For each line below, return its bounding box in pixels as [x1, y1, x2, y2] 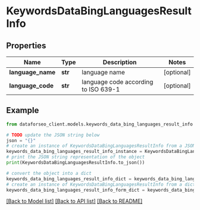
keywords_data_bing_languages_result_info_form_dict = [6, 187, 145, 193]
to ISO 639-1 [82, 85, 120, 93]
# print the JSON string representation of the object [6, 154, 145, 160]
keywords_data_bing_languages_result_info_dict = [6, 175, 132, 182]
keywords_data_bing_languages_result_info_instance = [6, 149, 143, 155]
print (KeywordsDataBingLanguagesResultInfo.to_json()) [6, 159, 145, 166]
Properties [6, 40, 46, 51]
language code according [82, 78, 154, 86]
